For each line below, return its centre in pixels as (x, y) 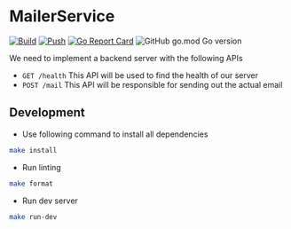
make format (31, 184)
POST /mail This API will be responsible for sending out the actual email (152, 84)
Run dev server (50, 201)
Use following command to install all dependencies (115, 134)
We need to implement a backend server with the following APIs (126, 58)
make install (33, 150)
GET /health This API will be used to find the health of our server (140, 75)
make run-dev (33, 217)
